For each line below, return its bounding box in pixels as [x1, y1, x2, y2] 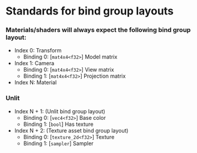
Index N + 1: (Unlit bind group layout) [14, 107, 106, 115]
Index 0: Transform [14, 47, 62, 54]
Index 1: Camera [14, 60, 55, 67]
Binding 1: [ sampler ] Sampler [23, 140, 94, 147]
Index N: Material [14, 79, 57, 86]
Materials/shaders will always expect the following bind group [5, 26, 191, 34]
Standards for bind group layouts [5, 4, 174, 18]
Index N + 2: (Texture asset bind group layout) [14, 126, 129, 134]
